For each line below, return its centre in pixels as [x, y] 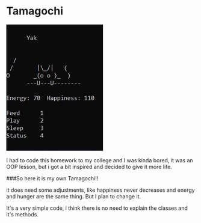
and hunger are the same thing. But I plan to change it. [74, 196]
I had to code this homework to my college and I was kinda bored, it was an [100, 160]
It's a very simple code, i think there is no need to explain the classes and [97, 208]
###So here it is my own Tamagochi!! [52, 178]
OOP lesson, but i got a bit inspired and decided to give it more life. [89, 166]
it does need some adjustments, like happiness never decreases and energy [100, 190]
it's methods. [23, 214]
